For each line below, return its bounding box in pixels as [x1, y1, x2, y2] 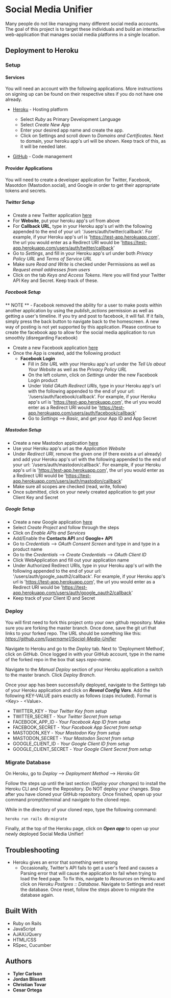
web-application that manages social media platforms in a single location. [5, 31, 160, 37]
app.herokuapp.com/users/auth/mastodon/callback [12, 478, 121, 484]
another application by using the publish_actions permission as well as [5, 307, 154, 313]
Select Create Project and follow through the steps [12, 524, 119, 530]
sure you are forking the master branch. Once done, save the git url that [5, 624, 157, 631]
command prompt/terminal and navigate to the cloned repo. [5, 797, 131, 803]
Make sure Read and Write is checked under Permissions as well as [12, 261, 156, 267]
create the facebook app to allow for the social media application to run [5, 329, 156, 335]
